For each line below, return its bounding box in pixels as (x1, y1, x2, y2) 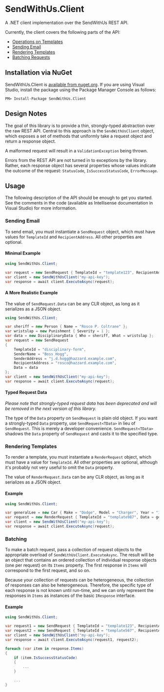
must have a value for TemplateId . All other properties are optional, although (5, 460, 158, 465)
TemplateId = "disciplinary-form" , (14, 347, 86, 352)
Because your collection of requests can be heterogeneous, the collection (5, 577, 154, 583)
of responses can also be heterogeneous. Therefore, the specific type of (5, 582, 151, 588)
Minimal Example (5, 250, 41, 256)
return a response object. (5, 138, 56, 144)
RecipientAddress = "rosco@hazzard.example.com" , (14, 360, 117, 366)
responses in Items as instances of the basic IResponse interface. (5, 592, 136, 599)
